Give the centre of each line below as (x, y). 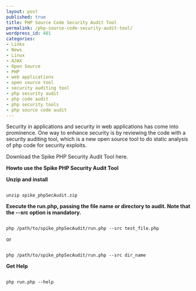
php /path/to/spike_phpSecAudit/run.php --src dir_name (76, 255)
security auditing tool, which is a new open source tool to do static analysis (97, 139)
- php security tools (33, 104)
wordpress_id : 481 (29, 34)
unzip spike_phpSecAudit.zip (42, 195)
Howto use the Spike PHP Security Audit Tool (62, 168)
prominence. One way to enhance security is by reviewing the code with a (96, 133)
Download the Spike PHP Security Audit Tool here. (67, 157)
